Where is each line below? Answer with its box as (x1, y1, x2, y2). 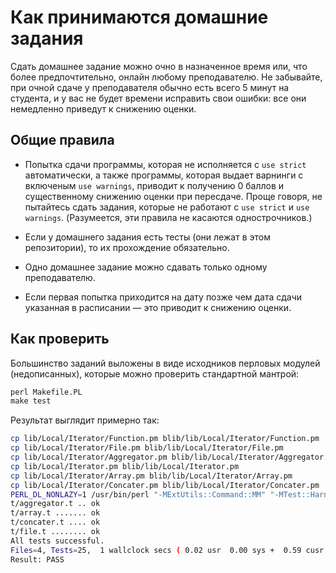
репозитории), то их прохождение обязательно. (24, 241, 230, 253)
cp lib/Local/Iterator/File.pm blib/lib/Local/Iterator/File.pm (10, 443, 284, 453)
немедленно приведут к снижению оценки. (10, 102, 197, 115)
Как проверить (10, 331, 110, 348)
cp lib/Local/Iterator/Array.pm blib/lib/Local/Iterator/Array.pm (10, 471, 293, 481)
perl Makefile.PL (10, 387, 83, 397)
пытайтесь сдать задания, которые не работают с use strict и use (24, 201, 310, 213)
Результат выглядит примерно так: (10, 414, 160, 426)
